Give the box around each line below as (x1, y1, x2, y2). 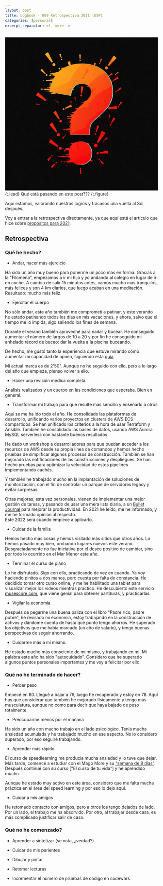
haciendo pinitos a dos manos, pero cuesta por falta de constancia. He (5, 575, 147, 581)
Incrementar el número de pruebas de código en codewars (12, 875, 130, 881)
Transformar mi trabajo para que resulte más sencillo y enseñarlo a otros (12, 401, 158, 407)
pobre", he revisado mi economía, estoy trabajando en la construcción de (5, 614, 151, 620)
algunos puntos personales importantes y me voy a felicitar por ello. (5, 659, 141, 665)
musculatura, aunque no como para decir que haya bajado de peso (5, 702, 139, 708)
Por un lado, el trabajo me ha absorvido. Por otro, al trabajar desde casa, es (5, 809, 156, 815)
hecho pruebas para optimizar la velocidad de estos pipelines (5, 462, 129, 468)
